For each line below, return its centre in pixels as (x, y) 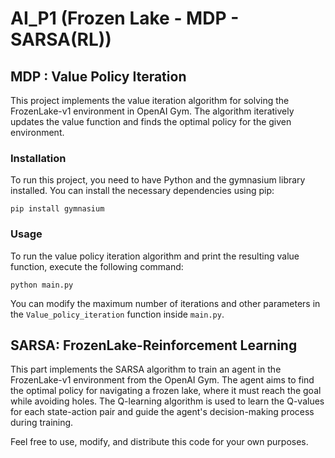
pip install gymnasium (57, 209)
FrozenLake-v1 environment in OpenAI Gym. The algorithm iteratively (152, 111)
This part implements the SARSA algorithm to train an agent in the (146, 369)
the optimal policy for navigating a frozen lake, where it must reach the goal (166, 391)
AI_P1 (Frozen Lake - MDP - (125, 18)
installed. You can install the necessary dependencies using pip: (142, 191)
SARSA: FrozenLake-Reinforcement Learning (154, 345)
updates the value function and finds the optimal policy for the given (151, 121)
